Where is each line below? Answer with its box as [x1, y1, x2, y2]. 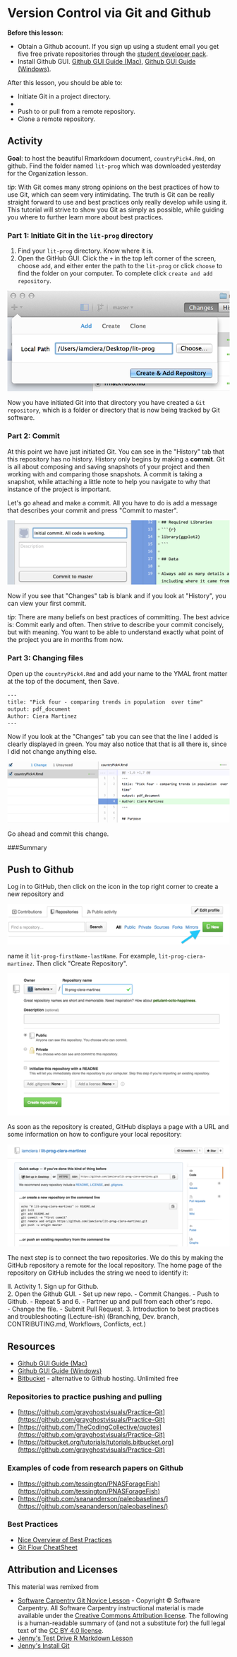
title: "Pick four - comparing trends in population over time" [7, 699, 203, 706]
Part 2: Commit [7, 431, 60, 441]
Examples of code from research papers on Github [7, 1463, 183, 1473]
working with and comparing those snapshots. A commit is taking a [7, 469, 203, 478]
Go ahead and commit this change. [7, 830, 109, 838]
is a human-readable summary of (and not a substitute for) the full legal [17, 1619, 226, 1627]
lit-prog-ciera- [158, 953, 207, 961]
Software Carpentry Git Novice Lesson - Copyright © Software [17, 1596, 200, 1605]
